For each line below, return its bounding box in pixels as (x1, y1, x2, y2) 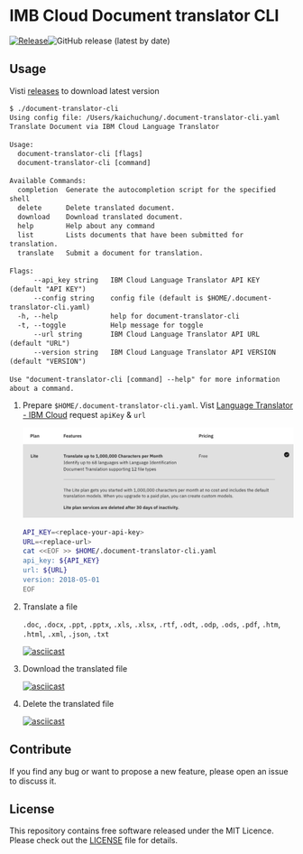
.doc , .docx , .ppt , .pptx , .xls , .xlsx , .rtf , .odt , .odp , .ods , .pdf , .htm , (22, 618, 281, 629)
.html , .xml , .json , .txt (22, 628, 110, 639)
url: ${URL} (22, 566, 68, 575)
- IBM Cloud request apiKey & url (22, 409, 146, 420)
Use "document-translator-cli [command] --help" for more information (9, 375, 280, 384)
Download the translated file (22, 663, 128, 673)
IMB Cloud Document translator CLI (9, 5, 280, 26)
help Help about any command (17, 221, 155, 230)
